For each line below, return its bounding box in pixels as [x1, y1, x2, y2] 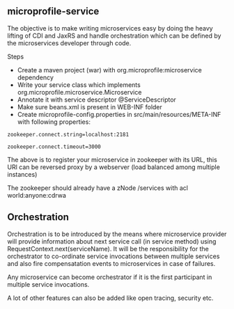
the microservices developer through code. [7, 38, 132, 47]
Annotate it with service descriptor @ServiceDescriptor [17, 95, 176, 104]
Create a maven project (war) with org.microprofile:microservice [17, 65, 202, 74]
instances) [7, 170, 38, 178]
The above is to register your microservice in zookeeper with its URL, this [7, 155, 217, 164]
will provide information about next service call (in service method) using [7, 237, 217, 246]
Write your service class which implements [17, 80, 141, 89]
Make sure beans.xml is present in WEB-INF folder [17, 102, 162, 111]
